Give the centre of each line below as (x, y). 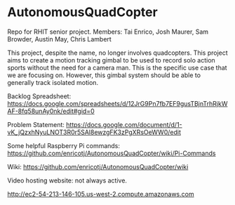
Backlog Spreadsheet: (39, 96)
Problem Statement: (36, 124)
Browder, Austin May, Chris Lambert (60, 39)
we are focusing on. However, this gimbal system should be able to (104, 75)
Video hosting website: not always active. (67, 180)
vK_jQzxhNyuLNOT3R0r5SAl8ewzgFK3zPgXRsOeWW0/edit (94, 132)
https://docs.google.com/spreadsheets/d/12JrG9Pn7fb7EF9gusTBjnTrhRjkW (117, 103)
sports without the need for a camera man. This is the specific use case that (117, 67)
